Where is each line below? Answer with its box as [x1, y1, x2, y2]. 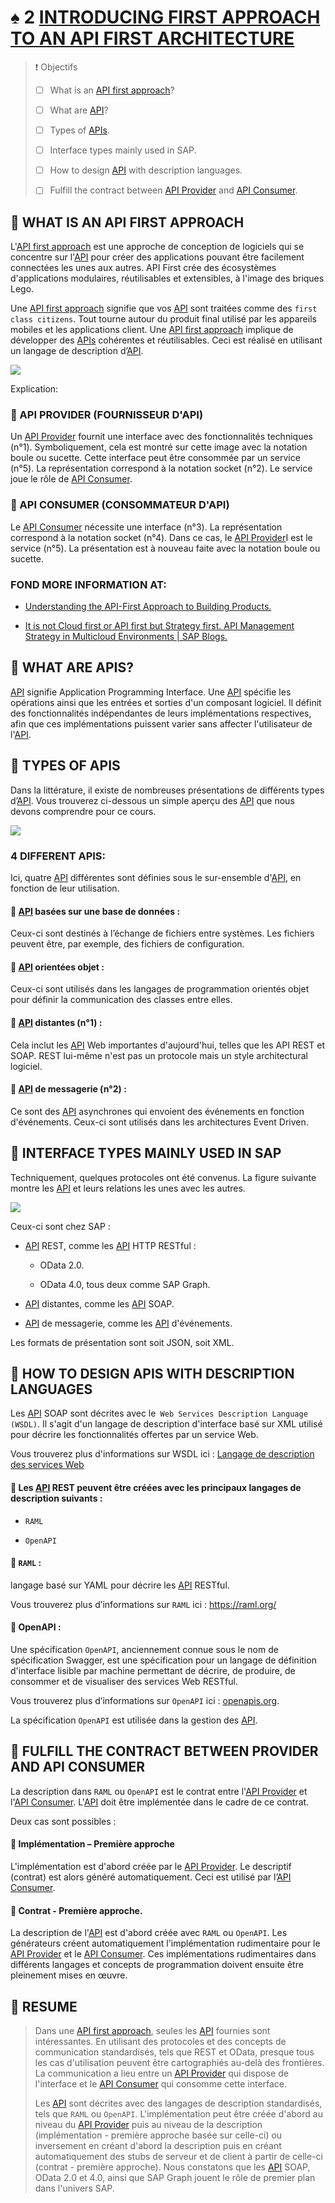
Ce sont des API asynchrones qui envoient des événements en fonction [10, 1105, 305, 1117]
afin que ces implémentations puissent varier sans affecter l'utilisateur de [10, 717, 313, 730]
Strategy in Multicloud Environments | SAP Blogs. [24, 631, 228, 643]
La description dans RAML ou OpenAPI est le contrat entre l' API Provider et [10, 1785, 308, 1797]
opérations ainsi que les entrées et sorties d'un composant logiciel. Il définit [10, 696, 322, 708]
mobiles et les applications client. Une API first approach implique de [10, 324, 294, 336]
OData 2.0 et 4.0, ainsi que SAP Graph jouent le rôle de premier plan [34, 2172, 316, 2184]
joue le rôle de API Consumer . [10, 473, 133, 485]
